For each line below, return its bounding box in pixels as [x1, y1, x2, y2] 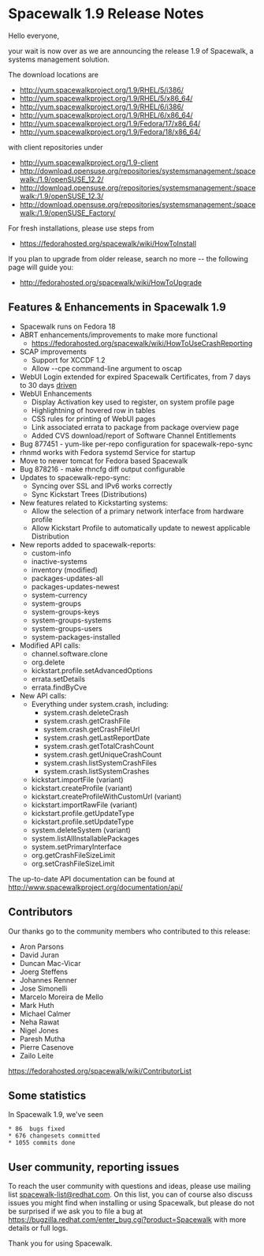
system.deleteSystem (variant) [31, 825, 132, 834]
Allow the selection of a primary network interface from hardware [31, 506, 244, 516]
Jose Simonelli [19, 983, 68, 993]
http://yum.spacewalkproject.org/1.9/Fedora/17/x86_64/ [19, 118, 201, 128]
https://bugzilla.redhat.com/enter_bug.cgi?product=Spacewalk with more [8, 1215, 247, 1224]
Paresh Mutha [19, 1034, 65, 1044]
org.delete [31, 657, 65, 667]
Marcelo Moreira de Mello [19, 992, 104, 1002]
